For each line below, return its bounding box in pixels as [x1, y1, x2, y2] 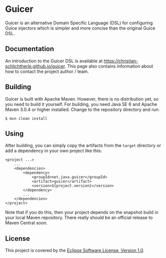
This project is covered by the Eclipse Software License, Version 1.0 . [5, 248, 145, 254]
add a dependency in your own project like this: [5, 148, 102, 154]
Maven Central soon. [5, 220, 48, 226]
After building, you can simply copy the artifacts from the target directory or [5, 143, 161, 149]
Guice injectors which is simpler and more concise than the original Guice [5, 25, 156, 31]
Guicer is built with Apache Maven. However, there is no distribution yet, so [5, 96, 159, 102]
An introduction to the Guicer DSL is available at [5, 58, 103, 64]
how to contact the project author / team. [5, 68, 89, 74]
